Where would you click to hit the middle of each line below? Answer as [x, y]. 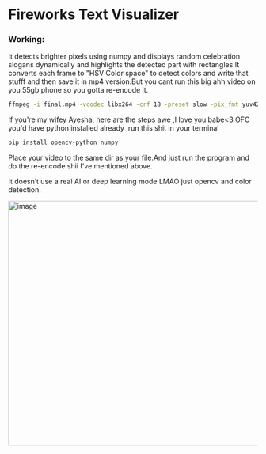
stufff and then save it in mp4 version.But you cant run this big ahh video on [132, 81]
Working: [27, 40]
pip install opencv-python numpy [63, 143]
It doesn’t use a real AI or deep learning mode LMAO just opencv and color [130, 182]
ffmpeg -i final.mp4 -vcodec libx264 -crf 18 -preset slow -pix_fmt [123, 104]
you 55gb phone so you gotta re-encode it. [78, 90]
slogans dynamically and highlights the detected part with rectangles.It [124, 65]
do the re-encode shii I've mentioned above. [80, 166]
